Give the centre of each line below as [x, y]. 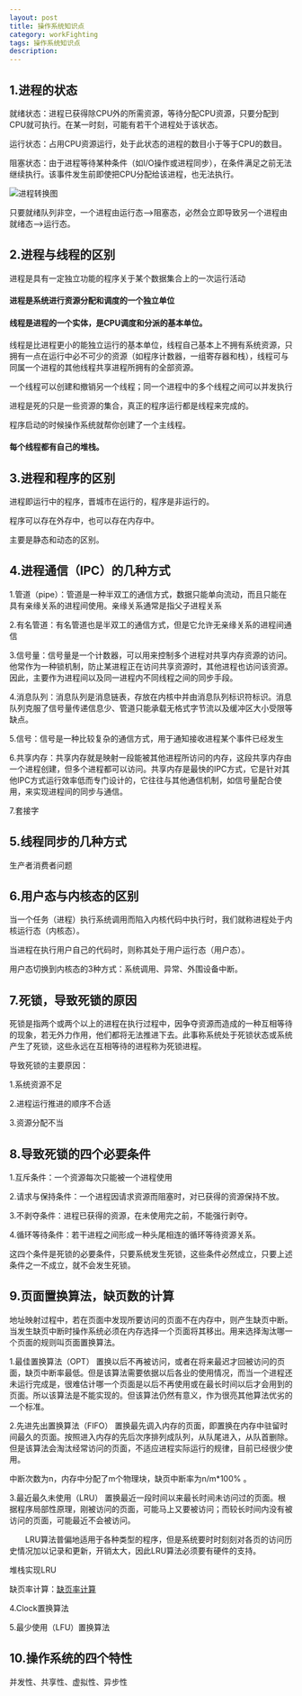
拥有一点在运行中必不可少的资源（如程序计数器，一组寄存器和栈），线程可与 [149, 356]
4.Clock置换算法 [39, 1608]
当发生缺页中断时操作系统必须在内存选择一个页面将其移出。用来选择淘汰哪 [147, 1331]
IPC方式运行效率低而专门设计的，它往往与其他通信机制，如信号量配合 [145, 780]
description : [34, 51]
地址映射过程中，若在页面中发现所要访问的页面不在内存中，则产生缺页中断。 [151, 1319]
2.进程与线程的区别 [62, 255]
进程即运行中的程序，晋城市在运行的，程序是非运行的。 [111, 501]
